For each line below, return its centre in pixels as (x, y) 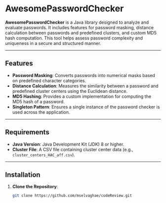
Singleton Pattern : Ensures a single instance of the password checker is (86, 107)
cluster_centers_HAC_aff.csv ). (44, 155)
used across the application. (41, 112)
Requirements (27, 132)
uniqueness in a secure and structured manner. (53, 43)
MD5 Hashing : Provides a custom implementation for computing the (82, 96)
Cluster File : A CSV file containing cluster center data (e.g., (73, 149)
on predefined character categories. (49, 81)
